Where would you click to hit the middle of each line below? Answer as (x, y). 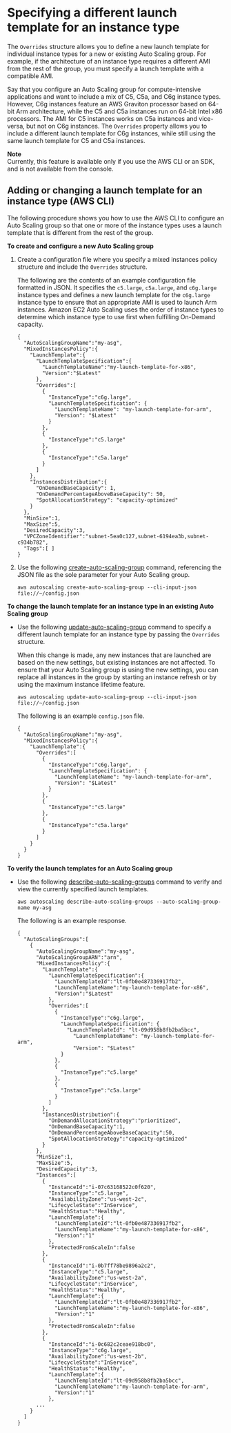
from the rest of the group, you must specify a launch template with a (106, 68)
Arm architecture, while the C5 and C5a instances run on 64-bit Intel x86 (119, 111)
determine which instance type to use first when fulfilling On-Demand (116, 316)
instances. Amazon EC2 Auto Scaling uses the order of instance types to (120, 310)
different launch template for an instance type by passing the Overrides (119, 634)
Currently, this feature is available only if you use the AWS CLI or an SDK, (111, 161)
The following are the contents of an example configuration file (107, 280)
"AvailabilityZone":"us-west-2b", (98, 1356)
